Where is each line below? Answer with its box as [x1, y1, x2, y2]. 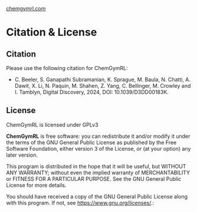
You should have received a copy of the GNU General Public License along [6, 193, 188, 200]
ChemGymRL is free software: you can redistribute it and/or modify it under [6, 132, 191, 140]
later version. [6, 151, 38, 158]
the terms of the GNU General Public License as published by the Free [6, 138, 177, 146]
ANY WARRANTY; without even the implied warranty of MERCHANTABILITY [6, 169, 191, 176]
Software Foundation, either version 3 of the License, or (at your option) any [6, 145, 191, 152]
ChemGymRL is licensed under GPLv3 [6, 121, 98, 128]
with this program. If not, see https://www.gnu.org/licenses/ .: [6, 199, 155, 206]
